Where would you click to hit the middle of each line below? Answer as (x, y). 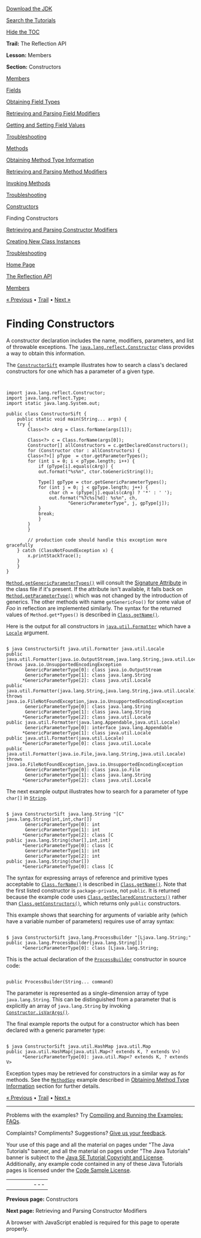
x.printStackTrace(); (55, 556)
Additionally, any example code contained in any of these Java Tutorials (95, 1164)
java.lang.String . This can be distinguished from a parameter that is (91, 999)
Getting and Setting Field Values (46, 125)
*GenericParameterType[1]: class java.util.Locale (86, 733)
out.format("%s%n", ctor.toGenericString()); (96, 472)
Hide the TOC (23, 32)
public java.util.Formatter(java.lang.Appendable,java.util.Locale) (93, 722)
